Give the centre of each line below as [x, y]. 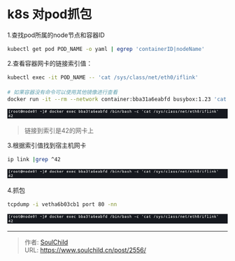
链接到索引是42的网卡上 [59, 130]
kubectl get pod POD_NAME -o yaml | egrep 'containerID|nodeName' [106, 49]
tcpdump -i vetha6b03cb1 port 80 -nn [62, 204]
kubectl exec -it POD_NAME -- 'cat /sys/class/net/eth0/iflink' [103, 77]
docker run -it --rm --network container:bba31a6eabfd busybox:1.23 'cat [117, 99]
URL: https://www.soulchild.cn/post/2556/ [85, 250]
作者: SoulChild [46, 242]
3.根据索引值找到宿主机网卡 [47, 145]
